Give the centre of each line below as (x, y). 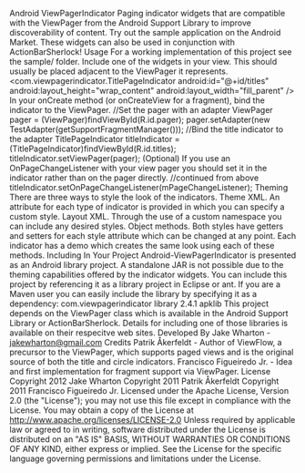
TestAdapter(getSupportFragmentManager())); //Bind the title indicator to (147, 129)
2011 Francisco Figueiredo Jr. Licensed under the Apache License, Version (149, 391)
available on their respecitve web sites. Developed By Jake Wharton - (140, 333)
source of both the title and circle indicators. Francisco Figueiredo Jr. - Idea (151, 362)
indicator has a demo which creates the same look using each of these (142, 246)
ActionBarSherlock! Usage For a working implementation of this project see (151, 52)
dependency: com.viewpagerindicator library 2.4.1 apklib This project (139, 303)
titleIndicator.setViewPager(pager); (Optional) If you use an (120, 158)
